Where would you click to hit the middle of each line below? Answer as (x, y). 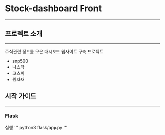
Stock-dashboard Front (54, 9)
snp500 (20, 61)
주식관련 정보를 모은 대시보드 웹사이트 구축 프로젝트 (54, 51)
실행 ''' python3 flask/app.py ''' (36, 127)
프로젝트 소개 (24, 34)
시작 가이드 (21, 96)
